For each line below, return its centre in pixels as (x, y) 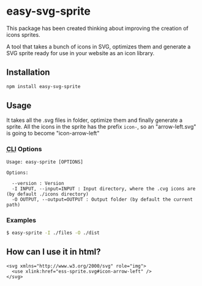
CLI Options (24, 149)
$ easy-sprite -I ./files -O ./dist (53, 233)
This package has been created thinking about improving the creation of (97, 28)
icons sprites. (24, 34)
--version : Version (38, 183)
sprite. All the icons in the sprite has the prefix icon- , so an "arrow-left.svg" (101, 127)
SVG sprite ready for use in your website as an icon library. (80, 53)
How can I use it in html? (54, 252)
